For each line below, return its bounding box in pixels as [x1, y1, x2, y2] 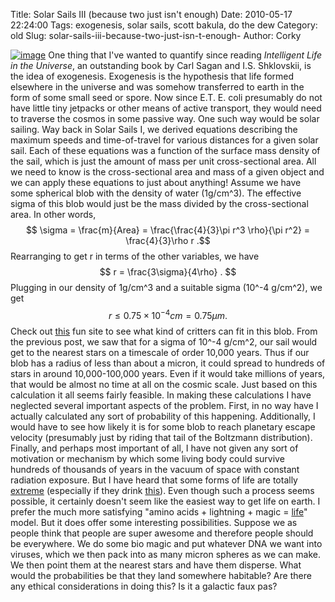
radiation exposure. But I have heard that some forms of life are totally [10, 474, 298, 486]
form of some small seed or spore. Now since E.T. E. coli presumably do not [10, 92, 323, 103]
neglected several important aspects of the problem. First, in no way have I [10, 399, 319, 411]
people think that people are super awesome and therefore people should [10, 527, 314, 539]
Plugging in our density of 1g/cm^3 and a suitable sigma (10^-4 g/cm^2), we [10, 282, 323, 293]
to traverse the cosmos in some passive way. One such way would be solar [10, 113, 320, 124]
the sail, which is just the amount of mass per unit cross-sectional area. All [10, 155, 317, 167]
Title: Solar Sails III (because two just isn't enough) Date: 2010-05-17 [10, 9, 293, 20]
